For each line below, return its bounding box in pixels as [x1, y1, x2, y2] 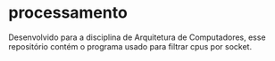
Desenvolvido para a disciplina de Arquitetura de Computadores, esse [8, 32, 266, 42]
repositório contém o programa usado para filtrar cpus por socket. [8, 41, 252, 51]
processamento [8, 3, 129, 23]
